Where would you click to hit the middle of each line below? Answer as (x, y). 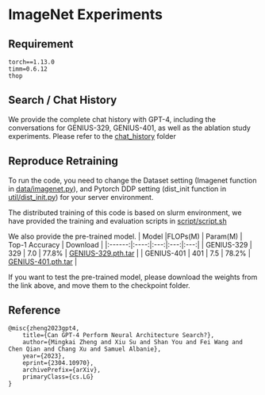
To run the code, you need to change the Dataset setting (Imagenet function (132, 180)
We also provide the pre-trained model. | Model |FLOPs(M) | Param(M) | (126, 236)
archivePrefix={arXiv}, (62, 370)
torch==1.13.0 (32, 62)
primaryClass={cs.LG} (58, 377)
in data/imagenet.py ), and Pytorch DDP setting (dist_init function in (117, 189)
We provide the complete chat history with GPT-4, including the (112, 119)
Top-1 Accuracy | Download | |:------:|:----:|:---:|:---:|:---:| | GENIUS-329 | (130, 244)
